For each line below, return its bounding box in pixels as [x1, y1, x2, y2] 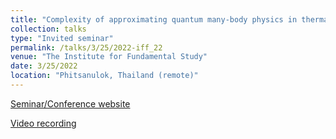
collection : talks [10, 24, 87, 34]
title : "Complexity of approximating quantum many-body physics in [10, 14, 298, 25]
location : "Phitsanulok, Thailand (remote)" [10, 71, 199, 81]
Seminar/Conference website [10, 97, 131, 110]
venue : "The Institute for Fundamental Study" [10, 52, 208, 62]
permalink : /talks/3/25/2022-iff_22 [10, 42, 163, 53]
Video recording [10, 117, 77, 129]
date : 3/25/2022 [10, 61, 78, 71]
